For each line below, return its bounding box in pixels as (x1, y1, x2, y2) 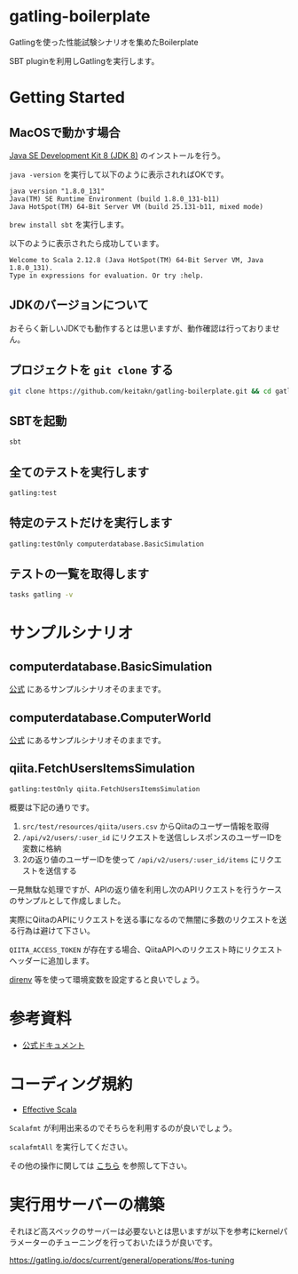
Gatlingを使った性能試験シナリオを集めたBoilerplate (9, 36, 199, 47)
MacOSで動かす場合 (9, 124, 122, 140)
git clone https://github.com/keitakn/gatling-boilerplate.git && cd (9, 387, 272, 396)
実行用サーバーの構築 (9, 1194, 165, 1214)
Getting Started (9, 87, 126, 108)
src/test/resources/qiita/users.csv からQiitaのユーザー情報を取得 (21, 821, 270, 831)
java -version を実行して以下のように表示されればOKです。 (9, 169, 229, 180)
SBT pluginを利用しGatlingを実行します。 (9, 55, 160, 66)
